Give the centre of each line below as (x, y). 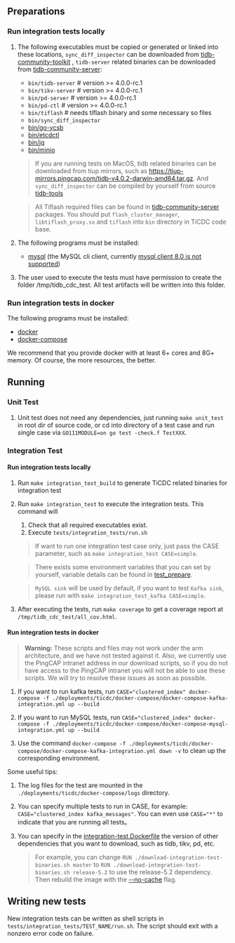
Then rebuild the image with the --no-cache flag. (106, 880)
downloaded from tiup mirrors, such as (91, 170)
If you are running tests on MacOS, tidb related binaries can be (126, 163)
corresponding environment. (59, 758)
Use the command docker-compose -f (72, 743)
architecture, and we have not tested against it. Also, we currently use (125, 656)
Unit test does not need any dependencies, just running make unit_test (121, 417)
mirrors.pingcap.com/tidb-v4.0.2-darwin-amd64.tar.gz (114, 178)
